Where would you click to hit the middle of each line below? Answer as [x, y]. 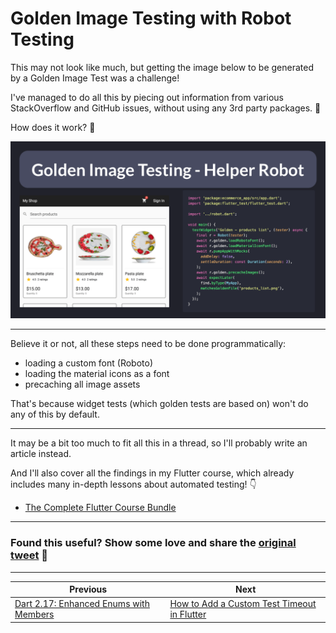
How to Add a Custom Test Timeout [243, 604]
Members [34, 614]
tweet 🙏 [29, 555]
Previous [88, 589]
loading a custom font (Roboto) [89, 363]
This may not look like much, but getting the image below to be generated [162, 67]
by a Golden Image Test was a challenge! [95, 78]
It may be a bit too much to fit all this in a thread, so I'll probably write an [159, 443]
